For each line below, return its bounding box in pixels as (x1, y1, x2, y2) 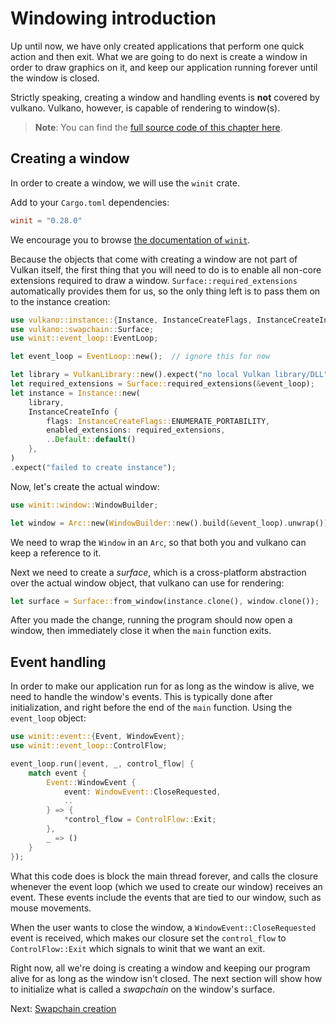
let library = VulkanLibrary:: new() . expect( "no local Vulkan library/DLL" (10, 370, 329, 380)
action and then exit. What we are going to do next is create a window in (10, 50, 308, 62)
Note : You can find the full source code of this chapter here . (34, 121, 283, 133)
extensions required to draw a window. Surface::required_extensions (10, 274, 298, 286)
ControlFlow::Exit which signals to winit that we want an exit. (10, 942, 266, 954)
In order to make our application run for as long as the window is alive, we (10, 680, 315, 692)
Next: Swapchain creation (10, 1002, 117, 1014)
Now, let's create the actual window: (10, 480, 160, 492)
